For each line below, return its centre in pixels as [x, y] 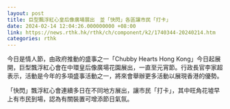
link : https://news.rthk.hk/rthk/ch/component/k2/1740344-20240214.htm [111, 32]
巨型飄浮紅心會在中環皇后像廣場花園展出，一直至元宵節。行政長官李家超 [121, 67]
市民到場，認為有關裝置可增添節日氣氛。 [76, 99]
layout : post [26, 13]
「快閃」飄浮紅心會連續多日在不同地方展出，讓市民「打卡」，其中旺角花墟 [111, 91]
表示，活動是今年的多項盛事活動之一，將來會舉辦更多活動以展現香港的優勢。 [115, 76]
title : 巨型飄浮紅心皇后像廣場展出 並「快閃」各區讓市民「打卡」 [89, 20]
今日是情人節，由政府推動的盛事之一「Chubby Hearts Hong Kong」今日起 [111, 59]
